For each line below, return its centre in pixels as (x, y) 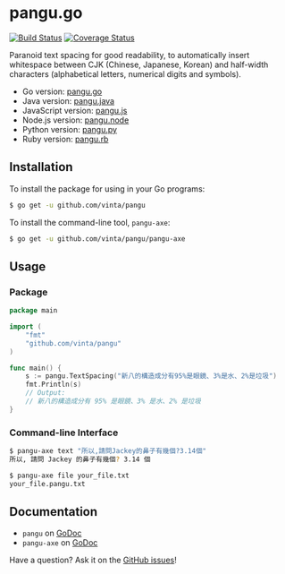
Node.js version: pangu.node (75, 120)
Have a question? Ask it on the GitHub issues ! (93, 560)
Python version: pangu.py (70, 129)
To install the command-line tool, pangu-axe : (90, 222)
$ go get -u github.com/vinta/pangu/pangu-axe (97, 239)
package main (34, 311)
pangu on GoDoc (52, 533)
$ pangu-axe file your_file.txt (69, 475)
